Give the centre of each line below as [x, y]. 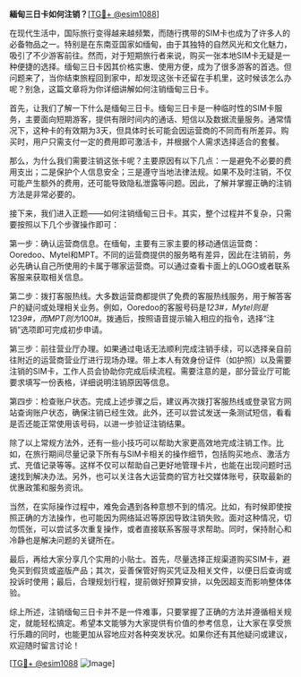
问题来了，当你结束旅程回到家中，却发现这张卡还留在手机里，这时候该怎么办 [150, 78]
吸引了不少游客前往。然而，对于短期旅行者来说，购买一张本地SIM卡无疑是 [146, 56]
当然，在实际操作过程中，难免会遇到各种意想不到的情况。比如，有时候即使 [146, 506]
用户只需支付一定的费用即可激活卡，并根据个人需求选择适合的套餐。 [158, 141]
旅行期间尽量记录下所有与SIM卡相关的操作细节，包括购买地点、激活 [158, 454]
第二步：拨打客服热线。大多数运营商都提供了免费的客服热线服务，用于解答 [146, 296]
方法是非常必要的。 [45, 194]
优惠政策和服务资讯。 [48, 488]
